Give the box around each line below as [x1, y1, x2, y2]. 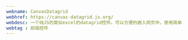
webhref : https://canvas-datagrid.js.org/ [6, 14, 114, 20]
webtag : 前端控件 [6, 25, 49, 31]
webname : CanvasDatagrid [6, 8, 68, 15]
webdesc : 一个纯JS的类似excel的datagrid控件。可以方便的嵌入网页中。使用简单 [6, 19, 183, 25]
